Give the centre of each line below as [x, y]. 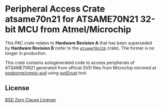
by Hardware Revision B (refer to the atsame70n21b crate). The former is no [80, 48]
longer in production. [26, 53]
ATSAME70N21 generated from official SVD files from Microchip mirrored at [81, 68]
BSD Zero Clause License [31, 100]
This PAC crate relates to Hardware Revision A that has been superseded [79, 43]
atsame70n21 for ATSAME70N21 [72, 19]
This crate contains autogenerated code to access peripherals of [70, 62]
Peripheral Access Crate [55, 9]
